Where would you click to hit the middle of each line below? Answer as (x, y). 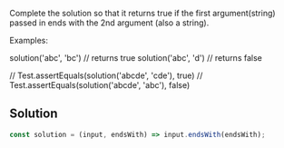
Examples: (29, 40)
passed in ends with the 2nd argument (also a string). (109, 23)
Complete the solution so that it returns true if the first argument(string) (142, 13)
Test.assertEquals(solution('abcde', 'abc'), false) (100, 85)
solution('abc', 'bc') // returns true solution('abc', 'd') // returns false (136, 58)
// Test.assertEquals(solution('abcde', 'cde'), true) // (106, 75)
